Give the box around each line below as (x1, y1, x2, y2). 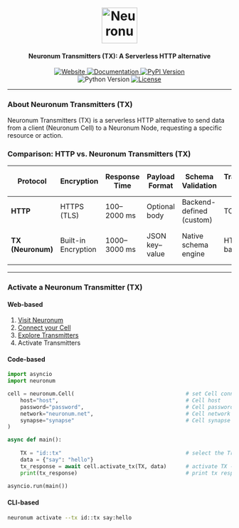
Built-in (60, 235, 86, 245)
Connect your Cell (17, 323, 71, 332)
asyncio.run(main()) (7, 482, 69, 490)
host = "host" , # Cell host (20, 397, 221, 404)
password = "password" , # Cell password (20, 403, 234, 410)
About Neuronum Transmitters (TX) (7, 100, 133, 110)
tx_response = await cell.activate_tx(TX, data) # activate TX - (20, 462, 234, 470)
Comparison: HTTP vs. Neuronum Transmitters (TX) (7, 148, 191, 158)
